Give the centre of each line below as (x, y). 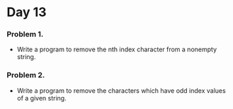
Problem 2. (26, 75)
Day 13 (27, 12)
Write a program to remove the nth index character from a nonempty (117, 49)
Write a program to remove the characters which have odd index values (121, 90)
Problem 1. (25, 34)
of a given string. (41, 98)
